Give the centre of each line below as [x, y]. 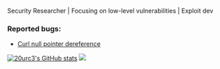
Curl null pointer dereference [59, 44]
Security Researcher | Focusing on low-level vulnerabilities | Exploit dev [110, 11]
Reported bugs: [34, 29]
